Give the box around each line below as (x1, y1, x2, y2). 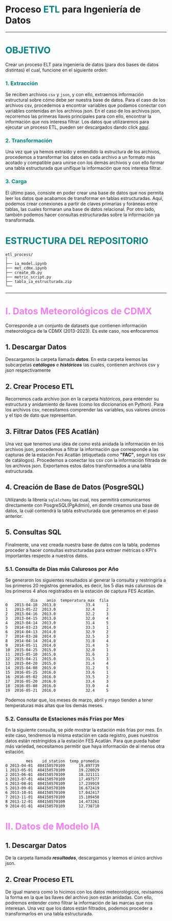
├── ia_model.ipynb (5, 261, 47, 266)
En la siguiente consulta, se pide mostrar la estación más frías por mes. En (5, 727, 162, 733)
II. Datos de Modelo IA (5, 821, 100, 833)
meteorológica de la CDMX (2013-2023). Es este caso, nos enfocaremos (5, 328, 159, 334)
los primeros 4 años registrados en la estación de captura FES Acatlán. (5, 588, 155, 594)
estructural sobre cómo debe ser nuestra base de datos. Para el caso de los (5, 97, 165, 103)
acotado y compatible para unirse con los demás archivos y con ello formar (5, 159, 165, 166)
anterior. (5, 513, 23, 519)
